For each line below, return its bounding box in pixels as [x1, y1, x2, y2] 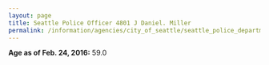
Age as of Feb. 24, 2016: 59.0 [8, 48, 107, 58]
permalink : [8, 26, 45, 34]
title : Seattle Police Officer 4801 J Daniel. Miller [8, 19, 192, 27]
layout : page [8, 11, 52, 20]
